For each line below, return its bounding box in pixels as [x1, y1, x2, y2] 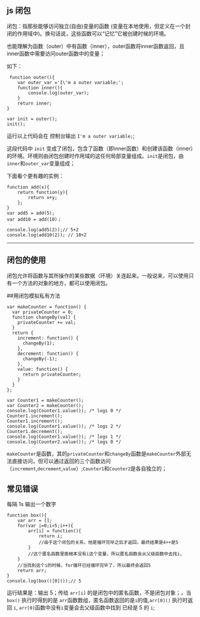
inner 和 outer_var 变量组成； [7, 160, 76, 167]
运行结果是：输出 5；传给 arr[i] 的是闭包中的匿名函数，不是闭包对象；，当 [7, 589, 192, 596]
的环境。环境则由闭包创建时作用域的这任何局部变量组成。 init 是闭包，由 [7, 152, 184, 159]
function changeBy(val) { [12, 314, 77, 320]
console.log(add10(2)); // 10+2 [7, 232, 87, 238]
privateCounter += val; [17, 319, 77, 325]
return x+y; [28, 195, 58, 201]
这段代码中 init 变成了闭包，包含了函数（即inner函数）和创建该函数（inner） [7, 145, 193, 152]
